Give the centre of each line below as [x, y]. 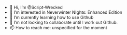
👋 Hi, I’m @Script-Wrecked [36, 7]
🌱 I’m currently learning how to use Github [51, 17]
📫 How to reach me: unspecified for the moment [58, 28]
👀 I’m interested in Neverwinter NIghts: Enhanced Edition [66, 12]
